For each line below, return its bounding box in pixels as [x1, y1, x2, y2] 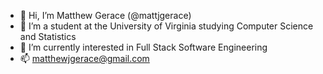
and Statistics [19, 31, 77, 42]
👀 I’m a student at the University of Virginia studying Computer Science [19, 20, 314, 32]
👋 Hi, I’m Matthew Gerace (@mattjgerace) [19, 10, 192, 21]
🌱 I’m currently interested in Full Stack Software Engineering [19, 41, 268, 53]
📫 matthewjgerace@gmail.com [19, 53, 150, 64]
